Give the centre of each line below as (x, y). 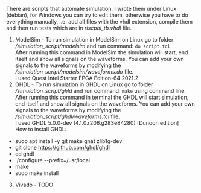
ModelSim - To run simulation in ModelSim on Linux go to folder (94, 40)
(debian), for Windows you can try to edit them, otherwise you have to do (97, 15)
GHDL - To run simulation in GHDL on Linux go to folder (84, 84)
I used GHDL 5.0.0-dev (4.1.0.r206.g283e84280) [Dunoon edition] (97, 123)
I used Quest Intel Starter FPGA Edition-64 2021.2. (77, 78)
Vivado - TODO (34, 185)
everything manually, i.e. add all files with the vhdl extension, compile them (100, 21)
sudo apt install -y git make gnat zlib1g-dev (69, 141)
